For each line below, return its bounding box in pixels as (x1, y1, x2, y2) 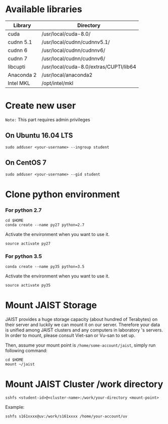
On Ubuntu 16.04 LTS (5, 131, 73, 140)
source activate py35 (5, 283, 51, 288)
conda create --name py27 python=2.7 (5, 222, 85, 227)
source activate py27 (5, 241, 51, 246)
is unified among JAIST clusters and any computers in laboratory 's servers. (5, 327, 163, 333)
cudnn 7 (8, 55, 28, 62)
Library (13, 22, 31, 29)
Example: (5, 404, 25, 410)
